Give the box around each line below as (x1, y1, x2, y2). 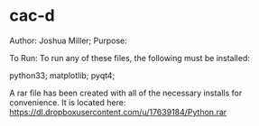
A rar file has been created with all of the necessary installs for (9, 87, 243, 98)
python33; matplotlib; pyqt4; (9, 69, 116, 81)
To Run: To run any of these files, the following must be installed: (9, 52, 251, 63)
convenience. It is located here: (9, 96, 126, 108)
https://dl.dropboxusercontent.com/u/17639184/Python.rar (9, 106, 227, 117)
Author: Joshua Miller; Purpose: (9, 35, 128, 46)
